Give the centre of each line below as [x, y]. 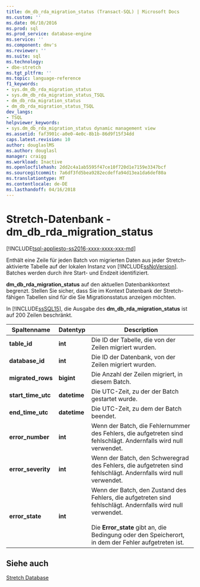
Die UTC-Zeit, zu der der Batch [135, 391]
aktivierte [18, 266]
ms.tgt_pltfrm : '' [29, 73]
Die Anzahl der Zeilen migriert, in [137, 374]
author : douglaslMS [30, 145]
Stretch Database [28, 578]
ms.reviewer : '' [26, 51]
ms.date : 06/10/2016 [32, 23]
